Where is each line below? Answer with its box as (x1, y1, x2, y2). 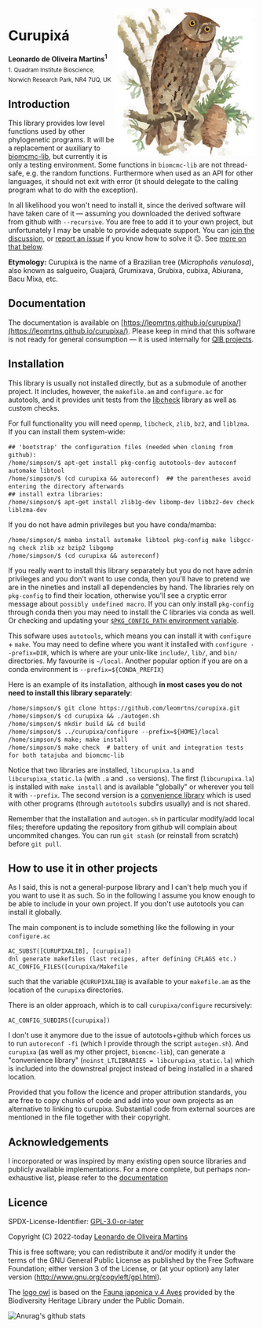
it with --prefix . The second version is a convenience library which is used (8, 790, 251, 799)
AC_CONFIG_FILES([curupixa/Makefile (8, 963, 128, 971)
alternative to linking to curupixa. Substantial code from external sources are (8, 1105, 256, 1114)
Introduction (8, 98, 71, 111)
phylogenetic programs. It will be (8, 135, 115, 144)
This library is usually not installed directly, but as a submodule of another (8, 378, 247, 388)
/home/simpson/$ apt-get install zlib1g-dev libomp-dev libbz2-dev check (8, 498, 255, 506)
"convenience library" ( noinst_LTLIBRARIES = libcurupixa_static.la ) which (8, 1056, 255, 1065)
